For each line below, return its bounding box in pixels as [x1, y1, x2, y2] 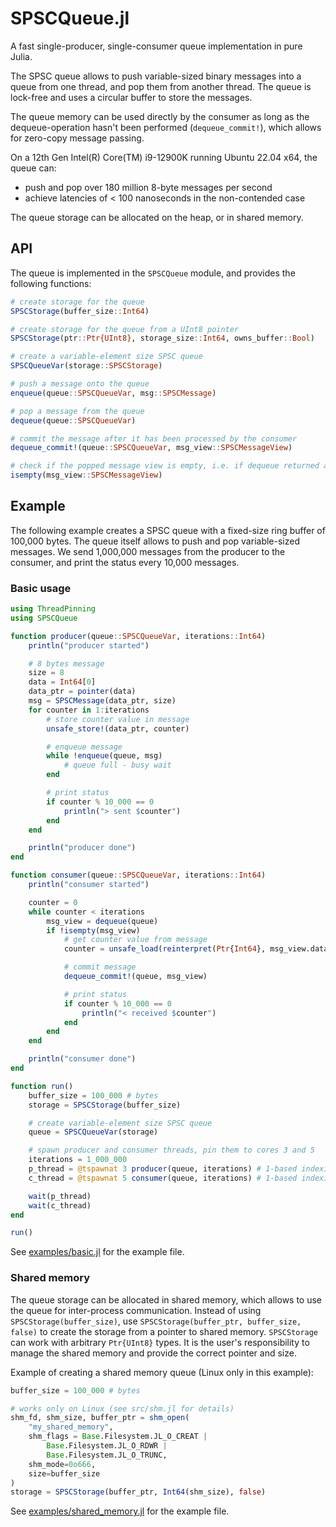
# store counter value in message [46, 714, 190, 724]
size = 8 [28, 668, 65, 678]
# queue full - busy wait [63, 760, 172, 771]
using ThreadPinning [10, 604, 97, 614]
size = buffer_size [28, 1468, 101, 1479]
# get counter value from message [63, 935, 208, 945]
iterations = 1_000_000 [28, 1155, 128, 1165]
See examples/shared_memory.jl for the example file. [10, 1505, 230, 1517]
